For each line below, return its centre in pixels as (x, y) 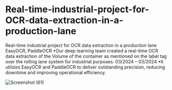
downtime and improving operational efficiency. (56, 72)
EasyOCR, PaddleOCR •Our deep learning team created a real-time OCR (82, 51)
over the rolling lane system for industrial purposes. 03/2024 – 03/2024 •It (84, 61)
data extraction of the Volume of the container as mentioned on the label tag (86, 56)
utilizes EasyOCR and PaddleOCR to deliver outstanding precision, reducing (85, 67)
